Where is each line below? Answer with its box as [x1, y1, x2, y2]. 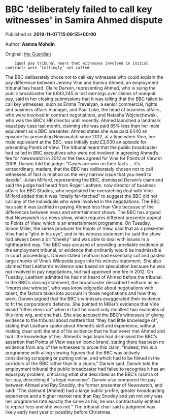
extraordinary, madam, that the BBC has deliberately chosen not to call [5, 166, 153, 172]
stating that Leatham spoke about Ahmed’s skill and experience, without [5, 322, 156, 328]
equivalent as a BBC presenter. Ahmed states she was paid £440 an [5, 128, 148, 134]
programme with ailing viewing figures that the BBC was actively [5, 349, 140, 355]
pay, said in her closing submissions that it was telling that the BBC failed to [5, 96, 163, 102]
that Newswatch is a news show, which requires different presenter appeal [5, 215, 161, 221]
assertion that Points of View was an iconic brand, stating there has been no [5, 339, 165, 345]
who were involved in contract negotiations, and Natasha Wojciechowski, [5, 112, 158, 118]
